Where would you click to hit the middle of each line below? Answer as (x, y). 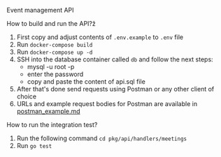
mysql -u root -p (51, 67)
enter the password (55, 74)
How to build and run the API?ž (51, 23)
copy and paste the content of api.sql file (86, 82)
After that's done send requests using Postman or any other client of (115, 89)
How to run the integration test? (52, 125)
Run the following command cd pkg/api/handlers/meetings (101, 138)
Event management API (40, 10)
